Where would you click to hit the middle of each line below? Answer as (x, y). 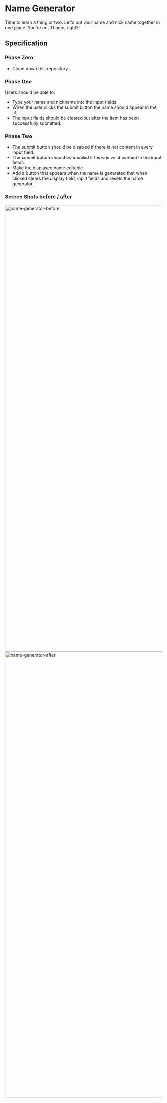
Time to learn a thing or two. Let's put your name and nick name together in (83, 22)
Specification (26, 44)
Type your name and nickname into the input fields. (65, 102)
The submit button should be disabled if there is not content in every (83, 147)
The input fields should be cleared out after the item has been (76, 118)
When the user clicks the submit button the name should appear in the (84, 107)
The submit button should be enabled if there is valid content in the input (87, 158)
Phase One (19, 81)
